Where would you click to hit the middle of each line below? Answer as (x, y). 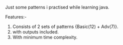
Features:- (16, 17)
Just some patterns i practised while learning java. (57, 7)
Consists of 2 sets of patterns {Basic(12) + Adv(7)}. (65, 26)
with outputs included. (35, 32)
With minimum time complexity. (45, 37)
